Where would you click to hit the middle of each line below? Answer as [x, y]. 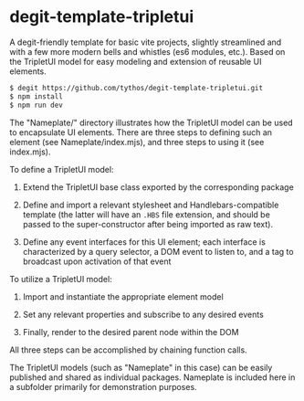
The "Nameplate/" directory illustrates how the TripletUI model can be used [152, 122]
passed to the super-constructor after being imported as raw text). [148, 224]
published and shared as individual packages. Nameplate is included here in [152, 377]
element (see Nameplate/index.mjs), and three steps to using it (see [137, 142]
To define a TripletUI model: [62, 169]
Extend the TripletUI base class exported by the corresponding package [158, 187]
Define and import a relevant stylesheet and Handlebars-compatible [151, 205]
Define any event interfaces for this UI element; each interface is [144, 242]
